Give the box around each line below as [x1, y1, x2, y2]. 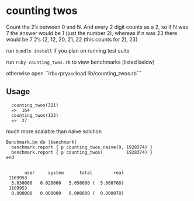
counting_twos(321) [11, 102, 59, 108]
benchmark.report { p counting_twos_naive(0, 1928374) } [11, 144, 153, 150]
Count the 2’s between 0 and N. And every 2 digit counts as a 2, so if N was [6, 23, 189, 30]
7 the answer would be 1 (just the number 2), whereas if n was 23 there [6, 29, 178, 36]
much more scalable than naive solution [6, 127, 102, 135]
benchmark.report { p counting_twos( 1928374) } [11, 149, 153, 155]
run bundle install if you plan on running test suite [6, 47, 130, 54]
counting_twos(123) [11, 112, 59, 118]
